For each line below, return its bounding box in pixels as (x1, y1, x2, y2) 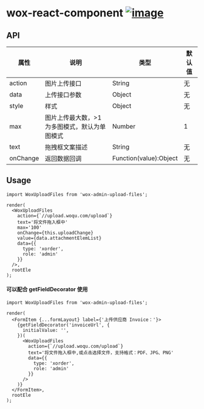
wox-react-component (6, 6, 123, 20)
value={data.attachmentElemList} (17, 235, 102, 241)
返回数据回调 (44, 155, 82, 163)
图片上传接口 (44, 79, 82, 87)
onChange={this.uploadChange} (17, 229, 94, 236)
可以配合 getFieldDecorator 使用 (6, 286, 88, 293)
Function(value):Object (112, 154, 178, 162)
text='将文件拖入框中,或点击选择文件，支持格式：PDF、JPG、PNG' (28, 350, 174, 356)
